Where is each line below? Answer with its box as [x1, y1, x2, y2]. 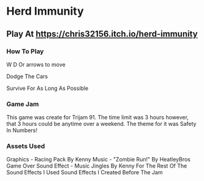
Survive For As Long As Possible [6, 84, 89, 92]
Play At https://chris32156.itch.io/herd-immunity [6, 29, 198, 39]
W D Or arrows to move [6, 61, 66, 68]
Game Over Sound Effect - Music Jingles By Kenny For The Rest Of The [6, 162, 187, 169]
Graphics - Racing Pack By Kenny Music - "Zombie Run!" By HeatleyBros [6, 156, 191, 163]
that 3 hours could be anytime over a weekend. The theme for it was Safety [6, 120, 197, 128]
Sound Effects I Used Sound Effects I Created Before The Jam [6, 169, 163, 176]
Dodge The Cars [6, 72, 48, 80]
